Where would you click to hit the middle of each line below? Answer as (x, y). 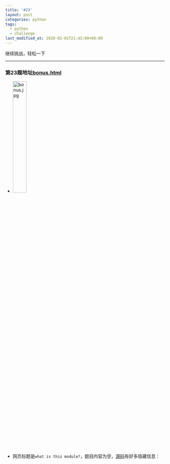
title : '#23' (19, 10)
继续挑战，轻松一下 (25, 53)
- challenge (23, 34)
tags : (11, 24)
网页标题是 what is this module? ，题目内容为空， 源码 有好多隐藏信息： (86, 456)
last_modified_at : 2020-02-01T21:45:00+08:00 (54, 39)
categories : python (26, 19)
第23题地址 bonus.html (33, 73)
